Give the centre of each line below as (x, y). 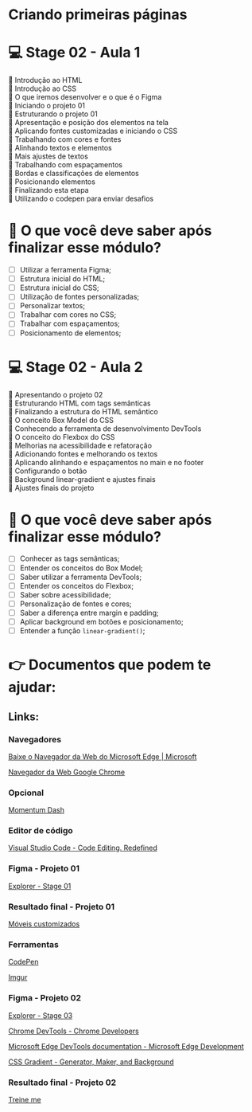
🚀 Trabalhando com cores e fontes (65, 139)
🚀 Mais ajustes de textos (48, 156)
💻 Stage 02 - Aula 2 (76, 367)
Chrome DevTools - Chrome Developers (74, 1031)
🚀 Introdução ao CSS (43, 88)
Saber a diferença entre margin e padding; (89, 613)
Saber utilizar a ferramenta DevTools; (81, 577)
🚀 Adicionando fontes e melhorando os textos (83, 454)
